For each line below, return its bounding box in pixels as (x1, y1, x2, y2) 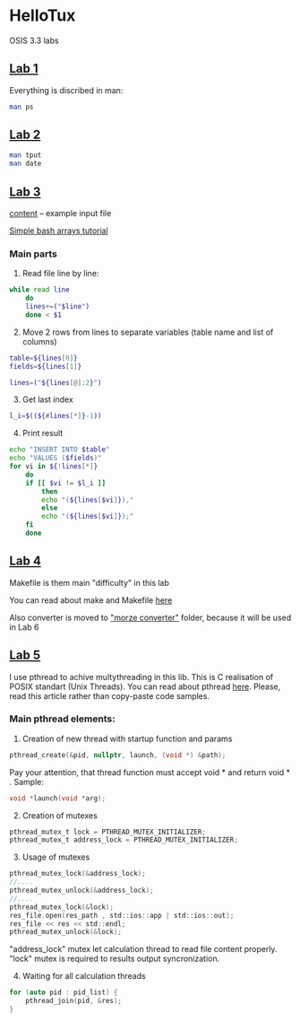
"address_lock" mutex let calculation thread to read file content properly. (9, 944, 278, 955)
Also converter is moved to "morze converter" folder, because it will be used (9, 612, 292, 623)
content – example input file (9, 208, 112, 218)
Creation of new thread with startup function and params (21, 733, 233, 744)
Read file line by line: (21, 268, 99, 279)
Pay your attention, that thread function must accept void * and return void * (9, 766, 291, 777)
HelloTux (9, 5, 76, 26)
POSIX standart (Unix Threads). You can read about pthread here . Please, (9, 681, 281, 692)
